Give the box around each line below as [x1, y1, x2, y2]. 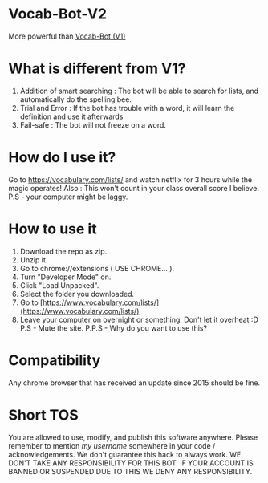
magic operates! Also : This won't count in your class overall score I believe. [8, 183, 259, 193]
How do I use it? [8, 148, 116, 167]
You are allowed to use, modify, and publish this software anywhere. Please [8, 432, 258, 442]
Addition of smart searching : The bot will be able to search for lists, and [19, 86, 259, 95]
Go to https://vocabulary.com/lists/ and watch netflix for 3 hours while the [8, 174, 253, 185]
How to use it [8, 220, 98, 237]
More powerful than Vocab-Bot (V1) [8, 31, 126, 41]
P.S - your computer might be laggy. [8, 192, 128, 201]
